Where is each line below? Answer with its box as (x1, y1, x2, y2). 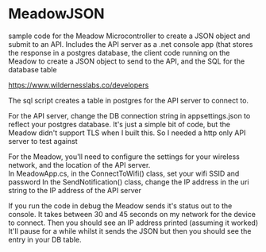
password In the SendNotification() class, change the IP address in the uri (8, 176, 249, 187)
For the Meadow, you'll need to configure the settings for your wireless (8, 152, 240, 161)
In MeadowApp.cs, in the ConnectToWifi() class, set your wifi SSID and (8, 169, 240, 178)
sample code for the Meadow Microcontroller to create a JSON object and (8, 31, 251, 41)
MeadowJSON (8, 5, 105, 23)
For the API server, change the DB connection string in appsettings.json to (8, 110, 251, 120)
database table (8, 64, 57, 74)
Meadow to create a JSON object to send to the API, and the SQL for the (8, 56, 245, 66)
